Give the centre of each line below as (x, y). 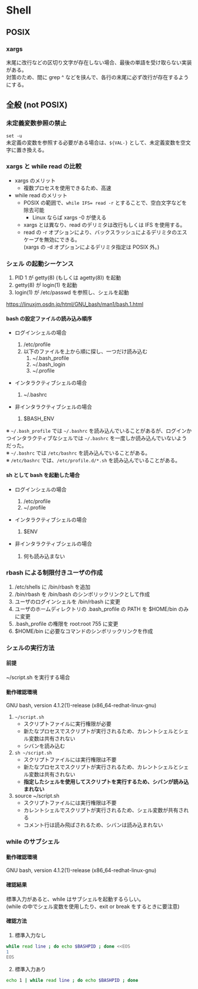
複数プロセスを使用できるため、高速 (67, 188)
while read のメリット (41, 195)
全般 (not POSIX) (37, 105)
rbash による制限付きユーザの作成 (55, 573)
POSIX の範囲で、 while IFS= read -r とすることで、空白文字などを (105, 203)
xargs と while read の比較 (44, 167)
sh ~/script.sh (33, 753)
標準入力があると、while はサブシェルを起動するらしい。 (75, 899)
